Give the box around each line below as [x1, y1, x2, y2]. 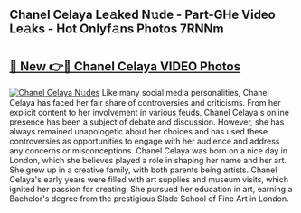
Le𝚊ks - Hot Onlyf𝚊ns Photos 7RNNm [9, 22, 224, 37]
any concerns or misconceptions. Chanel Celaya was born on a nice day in [9, 145, 288, 156]
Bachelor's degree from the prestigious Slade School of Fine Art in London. [9, 193, 289, 204]
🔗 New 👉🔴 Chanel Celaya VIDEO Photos [9, 59, 241, 74]
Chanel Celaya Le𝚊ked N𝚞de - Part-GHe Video [9, 7, 276, 23]
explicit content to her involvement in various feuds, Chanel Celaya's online [9, 107, 289, 117]
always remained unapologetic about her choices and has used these [9, 126, 268, 136]
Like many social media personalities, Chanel [101, 88, 269, 97]
